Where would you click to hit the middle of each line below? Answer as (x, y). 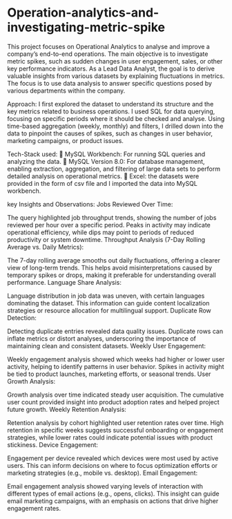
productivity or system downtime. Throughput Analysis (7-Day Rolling (106, 239)
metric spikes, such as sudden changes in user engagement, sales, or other (115, 61)
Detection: (22, 318)
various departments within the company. (66, 91)
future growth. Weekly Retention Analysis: (67, 409)
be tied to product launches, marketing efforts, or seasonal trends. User (109, 374)
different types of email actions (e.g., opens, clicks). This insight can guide (113, 493)
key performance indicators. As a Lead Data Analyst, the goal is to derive (111, 68)
